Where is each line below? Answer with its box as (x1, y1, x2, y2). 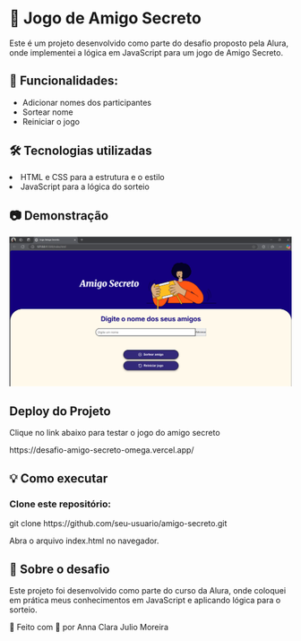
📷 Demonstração (9, 208, 109, 223)
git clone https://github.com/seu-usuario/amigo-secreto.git (9, 518, 228, 529)
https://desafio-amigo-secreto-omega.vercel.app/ (9, 445, 194, 455)
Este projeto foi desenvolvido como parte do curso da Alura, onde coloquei (9, 585, 287, 595)
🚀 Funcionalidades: (9, 74, 119, 89)
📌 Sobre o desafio (9, 561, 110, 576)
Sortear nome (21, 107, 73, 117)
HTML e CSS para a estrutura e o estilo (21, 171, 165, 182)
